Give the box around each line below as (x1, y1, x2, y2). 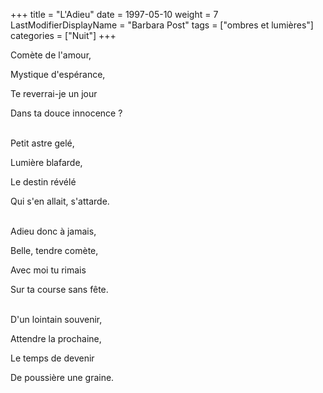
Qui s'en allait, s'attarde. (10, 195, 110, 207)
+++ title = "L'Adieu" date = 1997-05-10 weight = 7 (10, 9, 219, 20)
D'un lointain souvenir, (10, 314, 103, 325)
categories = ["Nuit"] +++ (10, 30, 117, 41)
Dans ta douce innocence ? (10, 107, 123, 119)
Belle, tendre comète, (10, 245, 99, 256)
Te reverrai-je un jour (10, 88, 98, 99)
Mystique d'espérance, (10, 69, 106, 80)
